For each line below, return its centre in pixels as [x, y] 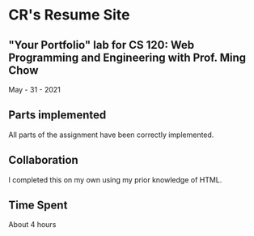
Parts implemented [57, 115]
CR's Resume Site [69, 15]
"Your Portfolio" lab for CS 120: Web [102, 45]
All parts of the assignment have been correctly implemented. [111, 135]
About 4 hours [32, 225]
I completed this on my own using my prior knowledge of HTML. [115, 179]
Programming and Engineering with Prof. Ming [127, 57]
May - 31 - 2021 [34, 90]
